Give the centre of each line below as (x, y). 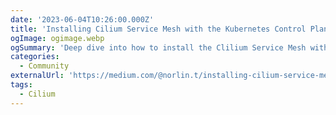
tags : (21, 85)
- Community (44, 66)
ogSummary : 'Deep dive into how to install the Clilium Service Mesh (158, 47)
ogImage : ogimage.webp (57, 38)
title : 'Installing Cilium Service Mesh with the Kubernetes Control (158, 29)
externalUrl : (37, 76)
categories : (35, 57)
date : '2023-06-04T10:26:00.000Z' (82, 19)
